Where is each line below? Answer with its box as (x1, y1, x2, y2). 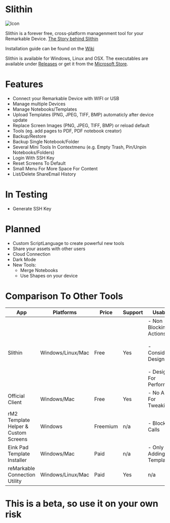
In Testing (5, 189, 48, 200)
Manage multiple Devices (12, 101, 66, 107)
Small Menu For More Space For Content (12, 165, 98, 171)
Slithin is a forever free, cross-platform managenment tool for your (5, 30, 144, 36)
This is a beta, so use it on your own (5, 498, 158, 509)
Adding (148, 450, 165, 457)
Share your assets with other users (12, 245, 86, 252)
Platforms (53, 309, 77, 316)
